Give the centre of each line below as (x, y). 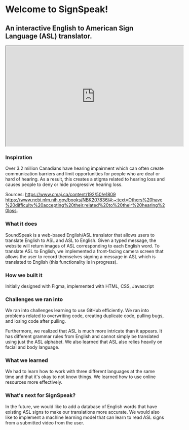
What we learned (27, 360)
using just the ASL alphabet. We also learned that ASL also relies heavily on (84, 342)
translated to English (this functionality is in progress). (62, 262)
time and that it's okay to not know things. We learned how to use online (81, 377)
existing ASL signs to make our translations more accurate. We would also (82, 412)
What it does (21, 224)
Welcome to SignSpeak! (57, 9)
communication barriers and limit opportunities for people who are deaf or (83, 174)
